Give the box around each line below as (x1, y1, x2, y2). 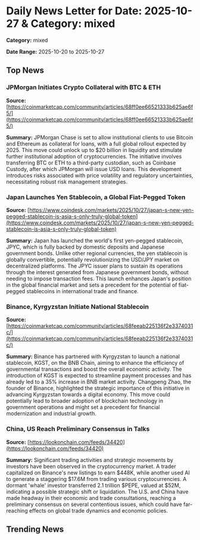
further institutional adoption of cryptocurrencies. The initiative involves (6, 153, 182, 160)
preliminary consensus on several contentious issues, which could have (6, 501, 183, 508)
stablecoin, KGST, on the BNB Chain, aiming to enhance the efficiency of (6, 359, 185, 367)
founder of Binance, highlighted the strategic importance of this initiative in (6, 384, 190, 392)
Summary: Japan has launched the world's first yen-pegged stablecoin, (6, 237, 183, 244)
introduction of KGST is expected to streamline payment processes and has (6, 372, 192, 379)
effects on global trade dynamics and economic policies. (29, 507, 168, 514)
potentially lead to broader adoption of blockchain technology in (6, 398, 164, 405)
